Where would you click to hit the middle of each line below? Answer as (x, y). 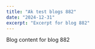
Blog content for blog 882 (38, 40)
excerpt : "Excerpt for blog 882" (48, 23)
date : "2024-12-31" (31, 17)
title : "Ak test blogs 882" (41, 12)
